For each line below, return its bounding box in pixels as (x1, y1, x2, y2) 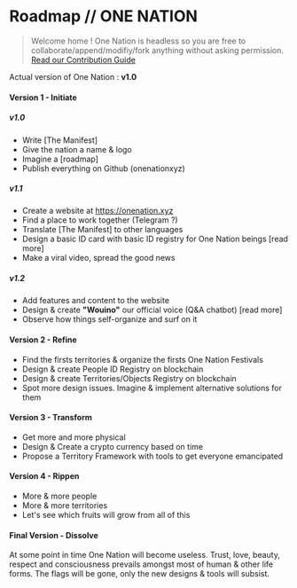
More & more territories (21, 500, 108, 511)
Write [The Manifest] (21, 135, 98, 145)
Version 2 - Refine (9, 334, 77, 345)
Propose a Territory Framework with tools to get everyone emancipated (21, 451, 284, 461)
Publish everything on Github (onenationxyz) (21, 162, 186, 174)
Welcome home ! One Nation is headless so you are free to (30, 35, 246, 46)
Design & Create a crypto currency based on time (21, 441, 204, 451)
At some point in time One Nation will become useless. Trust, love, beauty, (9, 550, 281, 561)
